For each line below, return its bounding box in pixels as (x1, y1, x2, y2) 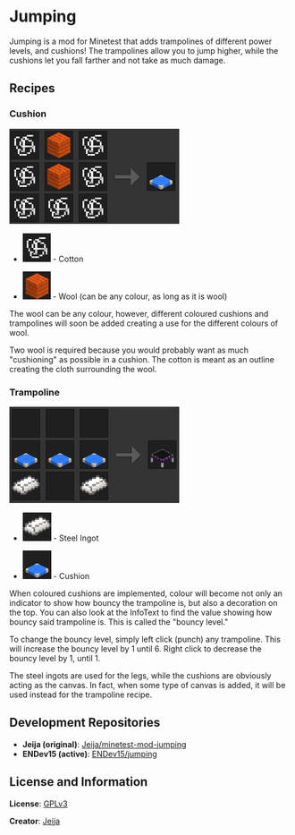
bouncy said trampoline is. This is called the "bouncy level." (9, 616, 229, 627)
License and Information (9, 774, 148, 789)
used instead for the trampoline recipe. (9, 689, 153, 700)
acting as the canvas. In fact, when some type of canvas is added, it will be (9, 679, 286, 690)
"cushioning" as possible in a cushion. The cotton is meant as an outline (9, 354, 274, 364)
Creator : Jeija (9, 815, 61, 826)
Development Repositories (9, 715, 161, 730)
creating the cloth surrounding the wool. (9, 363, 157, 374)
